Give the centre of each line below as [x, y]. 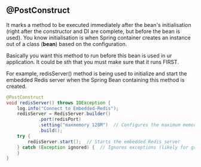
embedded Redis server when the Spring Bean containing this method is [95, 80]
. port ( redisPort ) [60, 120]
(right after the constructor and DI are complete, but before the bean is [93, 31]
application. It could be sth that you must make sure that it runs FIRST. [93, 62]
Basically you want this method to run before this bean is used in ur [89, 55]
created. [16, 86]
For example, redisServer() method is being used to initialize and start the [97, 73]
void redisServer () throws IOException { [59, 103]
